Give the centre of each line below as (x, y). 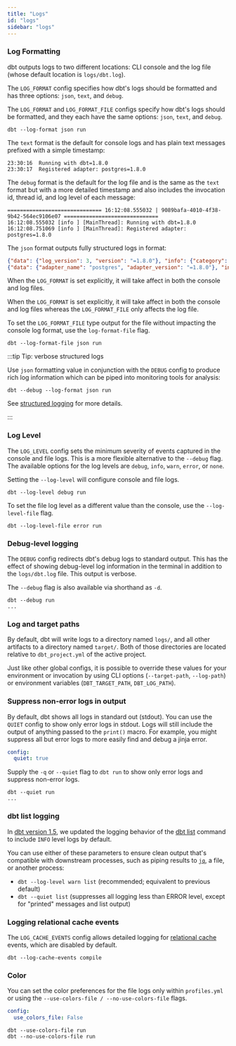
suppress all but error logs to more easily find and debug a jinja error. (107, 739)
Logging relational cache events (63, 922)
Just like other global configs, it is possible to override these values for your (117, 668)
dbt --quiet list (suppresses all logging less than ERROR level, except (121, 896)
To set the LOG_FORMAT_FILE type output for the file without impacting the (112, 323)
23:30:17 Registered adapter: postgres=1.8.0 (77, 169)
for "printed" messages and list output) (74, 904)
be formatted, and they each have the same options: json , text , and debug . (115, 116)
